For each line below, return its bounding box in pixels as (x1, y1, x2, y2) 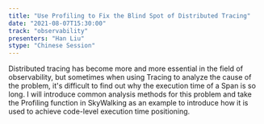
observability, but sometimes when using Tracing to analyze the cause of (8, 72, 252, 82)
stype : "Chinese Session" (8, 42, 95, 50)
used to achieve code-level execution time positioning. (8, 106, 191, 117)
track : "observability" (8, 27, 89, 35)
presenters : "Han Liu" (8, 34, 85, 43)
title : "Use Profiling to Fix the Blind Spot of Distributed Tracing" (8, 11, 251, 20)
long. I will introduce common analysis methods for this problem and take (8, 89, 252, 99)
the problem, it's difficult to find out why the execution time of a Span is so (8, 81, 257, 91)
